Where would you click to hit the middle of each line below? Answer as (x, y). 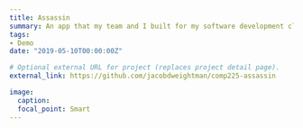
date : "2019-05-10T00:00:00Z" (66, 51)
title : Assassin (40, 18)
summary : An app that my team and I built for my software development (147, 26)
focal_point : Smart (54, 109)
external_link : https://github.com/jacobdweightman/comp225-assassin (143, 76)
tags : (19, 34)
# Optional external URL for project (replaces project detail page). (145, 68)
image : (22, 92)
